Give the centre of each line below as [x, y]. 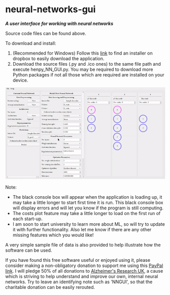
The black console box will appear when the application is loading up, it [87, 197]
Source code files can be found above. [46, 33]
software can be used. [29, 250]
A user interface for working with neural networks [59, 23]
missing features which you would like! [53, 235]
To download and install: [31, 43]
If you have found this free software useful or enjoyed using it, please [78, 260]
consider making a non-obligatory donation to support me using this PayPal [84, 265]
